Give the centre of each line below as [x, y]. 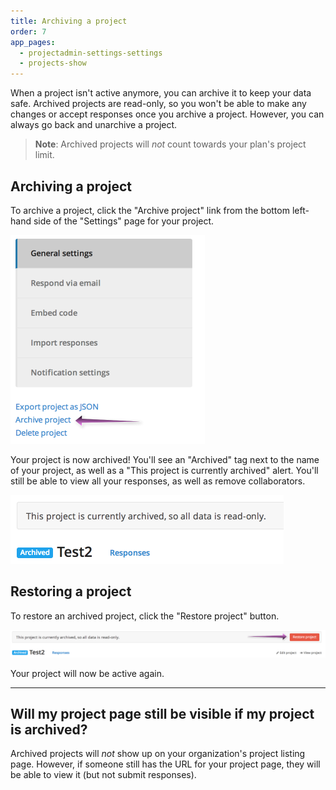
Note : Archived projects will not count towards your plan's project [170, 144]
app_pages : [33, 42]
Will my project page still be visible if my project [162, 713]
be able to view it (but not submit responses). [103, 775]
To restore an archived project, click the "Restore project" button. [145, 616]
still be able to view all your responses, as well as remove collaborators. [158, 481]
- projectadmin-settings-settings [91, 53]
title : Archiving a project [69, 21]
